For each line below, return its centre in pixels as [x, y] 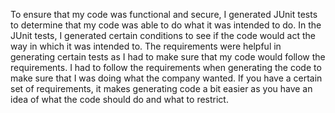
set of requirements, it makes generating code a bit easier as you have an [161, 88]
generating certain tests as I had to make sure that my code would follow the [168, 57]
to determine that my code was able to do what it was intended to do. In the [166, 25]
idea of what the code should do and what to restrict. [119, 99]
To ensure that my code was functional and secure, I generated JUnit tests [164, 14]
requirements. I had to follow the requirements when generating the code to [166, 67]
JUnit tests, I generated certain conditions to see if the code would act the [163, 35]
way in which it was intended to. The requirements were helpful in [146, 46]
